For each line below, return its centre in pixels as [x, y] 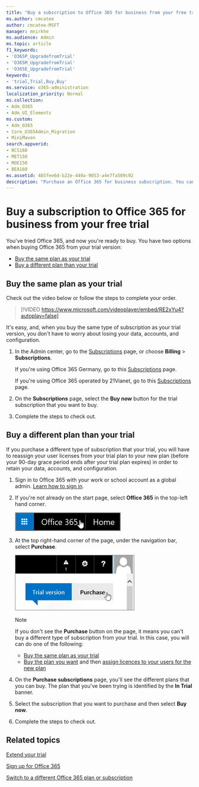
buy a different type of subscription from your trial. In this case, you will [102, 637]
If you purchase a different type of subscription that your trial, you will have [98, 449]
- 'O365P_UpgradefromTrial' [41, 56]
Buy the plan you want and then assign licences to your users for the [107, 662]
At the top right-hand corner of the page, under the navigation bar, [96, 540]
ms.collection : [25, 100]
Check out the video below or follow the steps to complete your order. [92, 298]
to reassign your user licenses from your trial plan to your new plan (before [97, 456]
